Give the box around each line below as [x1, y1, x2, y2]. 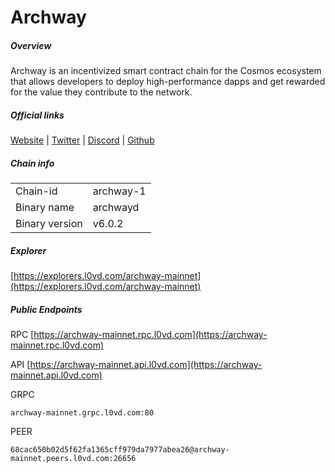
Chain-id [15, 184, 58, 198]
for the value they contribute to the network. [10, 86, 193, 98]
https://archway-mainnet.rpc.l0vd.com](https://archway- [33, 329, 268, 341]
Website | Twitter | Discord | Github [10, 134, 155, 146]
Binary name [15, 201, 75, 215]
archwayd [92, 201, 140, 215]
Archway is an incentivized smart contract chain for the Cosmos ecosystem [10, 65, 322, 77]
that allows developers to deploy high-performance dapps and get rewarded [10, 76, 326, 88]
